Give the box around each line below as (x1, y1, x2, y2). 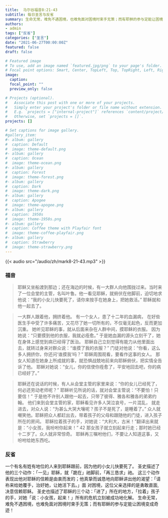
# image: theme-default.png (5, 147, 66, 152)
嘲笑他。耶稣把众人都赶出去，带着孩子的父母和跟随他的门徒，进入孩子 (17, 412, 162, 418)
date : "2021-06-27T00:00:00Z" (5, 40, 68, 45)
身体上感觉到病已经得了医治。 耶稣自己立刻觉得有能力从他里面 (21, 338, 150, 344)
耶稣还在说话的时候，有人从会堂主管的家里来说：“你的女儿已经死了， (17, 380, 160, 386)
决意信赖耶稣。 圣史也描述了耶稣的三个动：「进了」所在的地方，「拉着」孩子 (5, 488, 160, 494)
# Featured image (5, 58, 41, 63)
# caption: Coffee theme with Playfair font (5, 226, 101, 231)
